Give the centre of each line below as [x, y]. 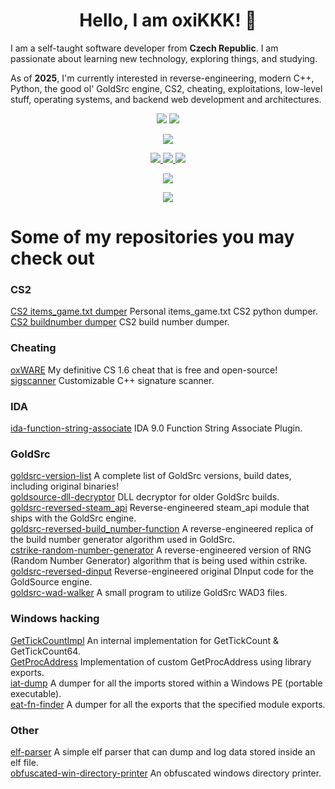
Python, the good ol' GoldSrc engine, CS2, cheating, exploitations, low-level [166, 88]
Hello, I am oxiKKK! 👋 [168, 20]
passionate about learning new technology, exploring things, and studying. [164, 58]
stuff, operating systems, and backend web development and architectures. [166, 99]
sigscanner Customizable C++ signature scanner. [112, 380]
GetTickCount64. [45, 651]
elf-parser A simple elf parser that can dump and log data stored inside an [163, 751]
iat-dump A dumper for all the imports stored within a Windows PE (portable [166, 683]
